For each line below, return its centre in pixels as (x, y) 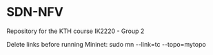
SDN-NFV (35, 12)
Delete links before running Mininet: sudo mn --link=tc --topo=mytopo (106, 44)
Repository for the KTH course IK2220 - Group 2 (75, 31)
